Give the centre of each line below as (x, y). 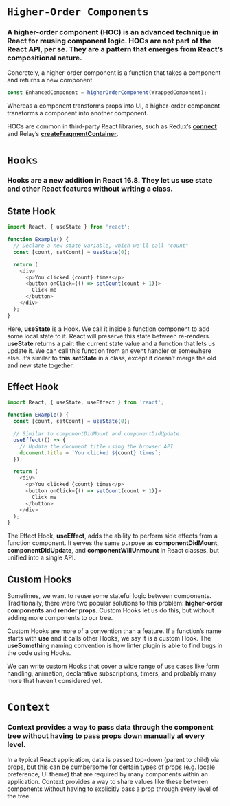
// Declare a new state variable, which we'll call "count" (101, 246)
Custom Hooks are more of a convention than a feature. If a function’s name (114, 631)
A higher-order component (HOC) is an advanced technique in (113, 32)
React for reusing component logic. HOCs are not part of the (109, 41)
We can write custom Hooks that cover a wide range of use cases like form (113, 666)
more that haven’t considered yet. (55, 681)
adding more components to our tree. (60, 618)
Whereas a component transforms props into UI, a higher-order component (114, 106)
